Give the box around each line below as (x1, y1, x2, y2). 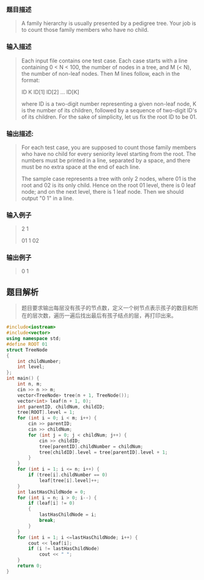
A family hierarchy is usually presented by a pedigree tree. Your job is (21, 20, 197, 27)
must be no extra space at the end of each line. (21, 163, 140, 171)
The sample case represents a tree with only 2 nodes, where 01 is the (21, 175, 197, 182)
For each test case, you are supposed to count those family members (21, 144, 197, 151)
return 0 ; (17, 563, 43, 569)
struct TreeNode (6, 347, 48, 353)
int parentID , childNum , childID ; (17, 403, 105, 410)
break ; (38, 518, 56, 524)
